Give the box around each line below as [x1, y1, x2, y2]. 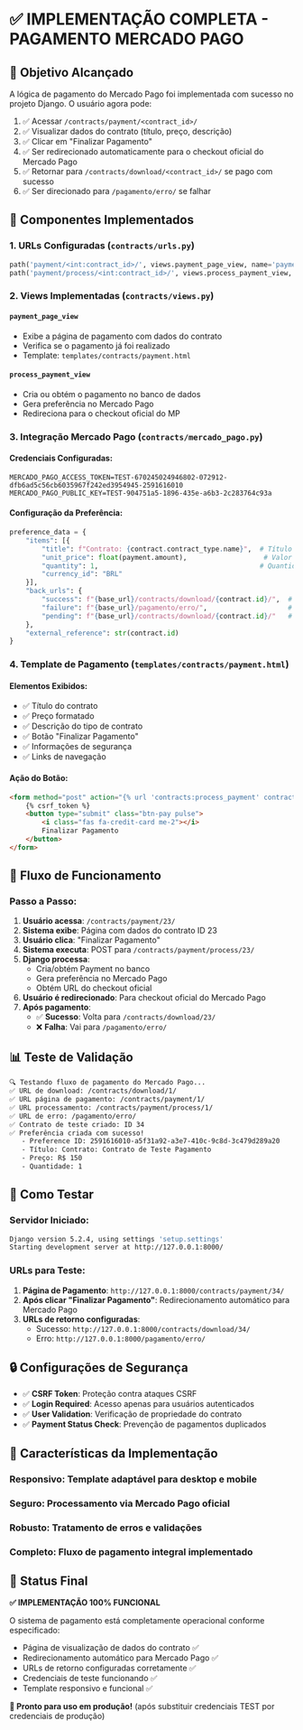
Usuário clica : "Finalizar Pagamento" [22, 935, 161, 945]
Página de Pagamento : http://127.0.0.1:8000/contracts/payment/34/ [22, 1285, 285, 1296]
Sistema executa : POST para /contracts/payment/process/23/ [22, 944, 255, 955]
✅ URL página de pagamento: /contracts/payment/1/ [9, 1095, 206, 1104]
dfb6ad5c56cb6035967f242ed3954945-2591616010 [9, 480, 183, 489]
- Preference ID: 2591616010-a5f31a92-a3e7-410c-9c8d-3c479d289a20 [21, 1137, 280, 1146]
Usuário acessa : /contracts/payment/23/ [22, 916, 176, 926]
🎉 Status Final [9, 1573, 88, 1588]
